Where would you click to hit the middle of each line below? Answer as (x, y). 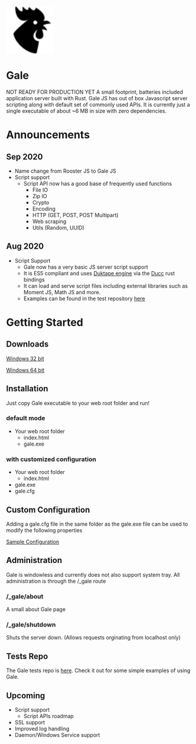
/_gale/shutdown (31, 624)
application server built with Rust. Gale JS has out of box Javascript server (97, 98)
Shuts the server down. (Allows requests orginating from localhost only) (94, 638)
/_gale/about (25, 596)
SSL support (30, 722)
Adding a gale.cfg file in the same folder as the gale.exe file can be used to (97, 524)
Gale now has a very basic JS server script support (86, 267)
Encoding (44, 209)
